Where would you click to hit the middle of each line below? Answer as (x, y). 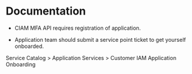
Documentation (46, 11)
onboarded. (29, 46)
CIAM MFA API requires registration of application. (78, 28)
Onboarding (21, 64)
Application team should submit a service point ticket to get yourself (100, 39)
